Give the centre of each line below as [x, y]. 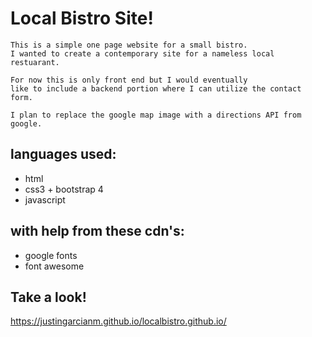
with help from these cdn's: [97, 231]
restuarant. [35, 62]
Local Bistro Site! [82, 18]
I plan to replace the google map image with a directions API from [156, 115]
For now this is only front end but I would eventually [129, 80]
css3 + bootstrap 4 [64, 189]
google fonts [51, 255]
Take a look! [48, 297]
